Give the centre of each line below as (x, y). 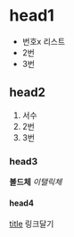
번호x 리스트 (43, 41)
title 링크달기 (32, 224)
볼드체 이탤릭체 (36, 182)
